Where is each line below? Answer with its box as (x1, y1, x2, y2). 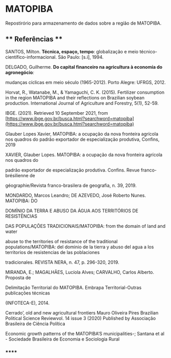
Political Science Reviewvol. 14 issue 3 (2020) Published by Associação (5, 315, 156, 321)
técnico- (139, 48, 157, 54)
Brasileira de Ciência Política (5, 321, 65, 327)
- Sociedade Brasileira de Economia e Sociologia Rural (5, 336, 120, 342)
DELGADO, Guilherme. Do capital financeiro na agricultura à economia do (5, 64, 162, 70)
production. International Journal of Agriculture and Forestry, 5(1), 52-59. (5, 100, 159, 106)
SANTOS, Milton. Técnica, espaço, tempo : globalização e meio (5, 48, 139, 54)
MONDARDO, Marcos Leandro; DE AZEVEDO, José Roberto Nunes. (5, 192, 146, 198)
